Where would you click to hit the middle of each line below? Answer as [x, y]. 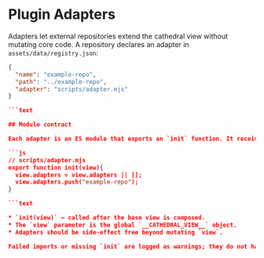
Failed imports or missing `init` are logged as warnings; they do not [128, 246]
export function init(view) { [56, 167]
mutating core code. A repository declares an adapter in [99, 44]
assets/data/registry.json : [53, 53]
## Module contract [40, 125]
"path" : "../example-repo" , [61, 82]
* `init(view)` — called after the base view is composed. [107, 218]
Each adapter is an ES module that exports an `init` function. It [121, 139]
